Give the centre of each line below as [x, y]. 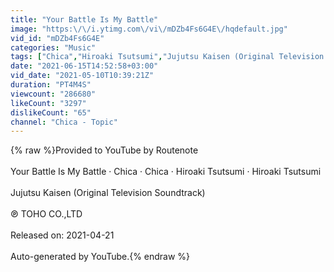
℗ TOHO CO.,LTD [46, 214]
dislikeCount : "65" [51, 112]
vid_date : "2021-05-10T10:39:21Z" [82, 76]
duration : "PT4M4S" [51, 85]
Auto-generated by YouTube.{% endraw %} [100, 257]
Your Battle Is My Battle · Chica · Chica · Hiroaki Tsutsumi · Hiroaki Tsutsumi [166, 172]
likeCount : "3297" [48, 103]
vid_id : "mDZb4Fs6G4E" [57, 38]
